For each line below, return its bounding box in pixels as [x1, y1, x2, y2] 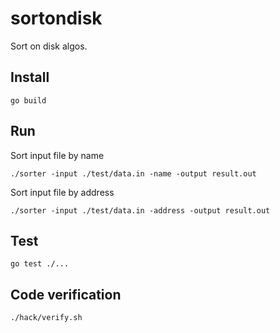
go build [10, 95, 47, 106]
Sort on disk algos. [10, 40, 88, 52]
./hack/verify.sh [10, 313, 83, 323]
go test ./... [10, 259, 70, 269]
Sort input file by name [10, 149, 105, 161]
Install [10, 69, 50, 86]
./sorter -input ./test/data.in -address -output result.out [10, 205, 271, 216]
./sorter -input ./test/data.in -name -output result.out [10, 168, 257, 179]
